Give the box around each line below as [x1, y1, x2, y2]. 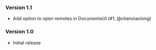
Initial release [12, 39, 41, 45]
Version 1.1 [5, 4, 32, 11]
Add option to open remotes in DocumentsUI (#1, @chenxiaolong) [12, 16, 151, 22]
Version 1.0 [5, 28, 34, 35]
